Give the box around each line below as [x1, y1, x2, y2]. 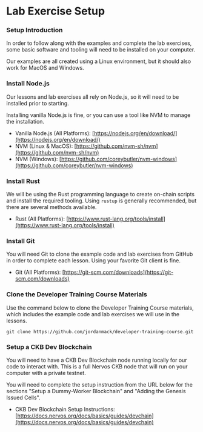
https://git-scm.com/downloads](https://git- [64, 268, 174, 276]
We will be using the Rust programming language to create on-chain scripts [6, 191, 195, 198]
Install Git [6, 237, 35, 245]
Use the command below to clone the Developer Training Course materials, [6, 304, 194, 311]
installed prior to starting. [6, 99, 70, 107]
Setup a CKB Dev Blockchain [6, 342, 92, 351]
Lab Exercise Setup [6, 4, 105, 18]
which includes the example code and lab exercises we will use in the [6, 310, 180, 317]
